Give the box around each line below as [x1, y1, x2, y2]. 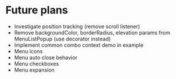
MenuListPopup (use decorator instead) [14, 35, 111, 42]
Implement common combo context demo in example [14, 42, 144, 49]
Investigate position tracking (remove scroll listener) [14, 23, 141, 30]
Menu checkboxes [14, 60, 59, 67]
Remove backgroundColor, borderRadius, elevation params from [14, 29, 171, 36]
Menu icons [14, 47, 43, 54]
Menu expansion [14, 66, 55, 73]
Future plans [5, 4, 68, 17]
